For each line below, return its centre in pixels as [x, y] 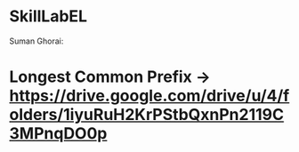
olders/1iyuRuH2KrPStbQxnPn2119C [147, 115]
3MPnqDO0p [58, 134]
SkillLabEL [48, 16]
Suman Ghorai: [36, 41]
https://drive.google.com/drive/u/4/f [149, 96]
